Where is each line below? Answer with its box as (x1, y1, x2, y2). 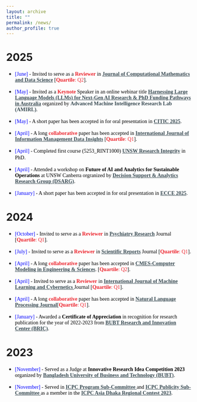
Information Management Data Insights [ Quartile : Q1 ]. (14, 136, 137, 143)
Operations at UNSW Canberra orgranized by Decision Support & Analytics (14, 172, 179, 179)
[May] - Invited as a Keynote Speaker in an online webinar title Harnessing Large (14, 89, 188, 95)
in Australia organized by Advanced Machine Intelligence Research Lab (14, 101, 172, 107)
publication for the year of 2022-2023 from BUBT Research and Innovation (14, 320, 176, 326)
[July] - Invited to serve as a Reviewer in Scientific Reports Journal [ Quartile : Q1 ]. (14, 249, 191, 255)
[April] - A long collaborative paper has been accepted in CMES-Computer (14, 261, 176, 267)
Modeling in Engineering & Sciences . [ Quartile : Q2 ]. (14, 266, 131, 273)
